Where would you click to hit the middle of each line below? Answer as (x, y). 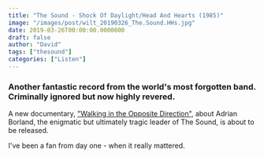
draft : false (30, 37)
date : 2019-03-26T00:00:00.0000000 (67, 30)
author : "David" (35, 45)
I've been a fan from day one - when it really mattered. (97, 145)
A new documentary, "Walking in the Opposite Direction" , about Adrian (123, 114)
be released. (28, 130)
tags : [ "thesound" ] (40, 52)
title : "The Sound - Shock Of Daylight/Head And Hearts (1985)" (116, 15)
